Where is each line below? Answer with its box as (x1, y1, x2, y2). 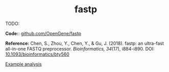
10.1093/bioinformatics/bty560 (5, 51, 70, 57)
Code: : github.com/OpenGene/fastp (5, 30, 82, 36)
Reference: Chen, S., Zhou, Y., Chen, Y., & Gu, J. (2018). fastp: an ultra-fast (5, 40, 164, 46)
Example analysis (5, 61, 42, 67)
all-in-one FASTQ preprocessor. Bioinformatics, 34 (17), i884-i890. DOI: (5, 45, 155, 52)
